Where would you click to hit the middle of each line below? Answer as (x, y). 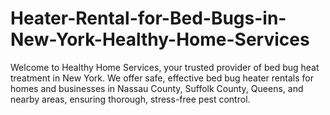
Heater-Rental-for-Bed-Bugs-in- (148, 18)
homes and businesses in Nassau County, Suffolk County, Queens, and (157, 88)
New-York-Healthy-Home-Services (160, 39)
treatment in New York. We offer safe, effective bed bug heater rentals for (162, 78)
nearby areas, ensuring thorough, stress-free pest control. (130, 99)
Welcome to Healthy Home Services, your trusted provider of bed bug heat (165, 67)
